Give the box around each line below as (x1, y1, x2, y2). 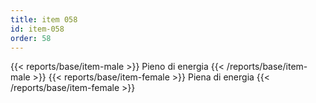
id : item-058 (10, 24, 65, 34)
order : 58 (10, 33, 52, 43)
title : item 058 (10, 14, 78, 25)
